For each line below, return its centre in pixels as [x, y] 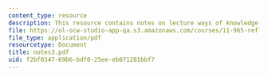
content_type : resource [48, 15]
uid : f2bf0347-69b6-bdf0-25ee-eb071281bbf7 [82, 60]
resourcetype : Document [48, 45]
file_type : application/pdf [55, 38]
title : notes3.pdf [39, 52]
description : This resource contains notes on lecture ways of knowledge [134, 23]
